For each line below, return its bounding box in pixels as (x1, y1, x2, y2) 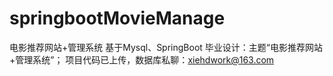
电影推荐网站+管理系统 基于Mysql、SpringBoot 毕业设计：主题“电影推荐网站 (9, 41, 323, 53)
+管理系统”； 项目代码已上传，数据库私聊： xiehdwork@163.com (9, 53, 275, 66)
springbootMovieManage (9, 7, 226, 30)
